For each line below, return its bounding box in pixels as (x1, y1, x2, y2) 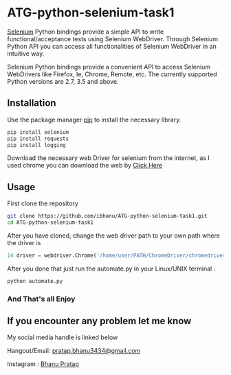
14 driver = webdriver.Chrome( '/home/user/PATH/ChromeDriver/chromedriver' (7, 252, 229, 259)
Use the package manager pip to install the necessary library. (7, 115, 181, 124)
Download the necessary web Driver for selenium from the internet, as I (7, 154, 210, 162)
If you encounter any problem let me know (7, 315, 192, 327)
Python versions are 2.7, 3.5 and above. (7, 77, 119, 85)
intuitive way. (7, 49, 45, 58)
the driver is (7, 238, 41, 247)
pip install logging (7, 141, 67, 148)
